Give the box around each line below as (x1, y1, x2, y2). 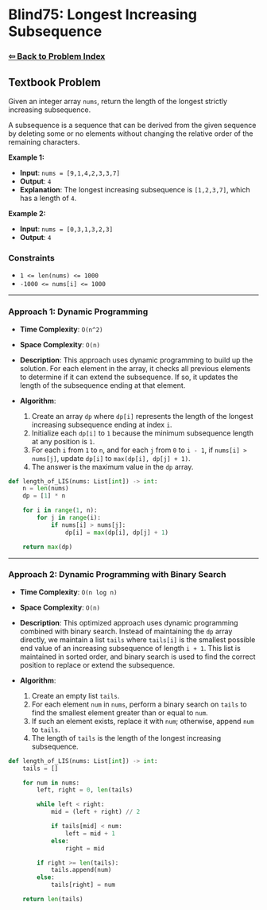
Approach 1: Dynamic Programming (8, 306, 149, 317)
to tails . (31, 725, 61, 734)
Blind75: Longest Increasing (8, 6, 197, 24)
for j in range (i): (37, 514, 102, 522)
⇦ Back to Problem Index (8, 51, 106, 62)
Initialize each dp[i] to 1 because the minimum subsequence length (31, 428, 254, 438)
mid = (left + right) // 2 (50, 808, 141, 816)
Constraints (8, 252, 56, 263)
